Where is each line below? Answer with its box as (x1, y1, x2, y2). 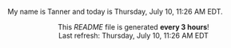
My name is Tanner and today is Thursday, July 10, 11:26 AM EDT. (7, 7, 223, 16)
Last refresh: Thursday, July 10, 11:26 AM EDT (58, 31, 209, 40)
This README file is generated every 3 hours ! (58, 22, 209, 31)
